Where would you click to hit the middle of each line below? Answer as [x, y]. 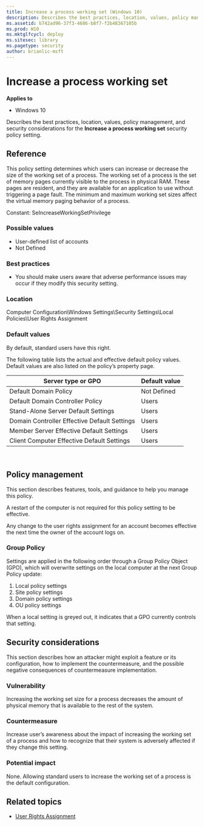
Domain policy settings [44, 598]
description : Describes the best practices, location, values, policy [97, 18]
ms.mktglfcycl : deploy [35, 35]
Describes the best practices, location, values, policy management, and [96, 121]
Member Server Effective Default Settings [69, 431]
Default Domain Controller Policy [56, 401]
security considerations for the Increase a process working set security [97, 128]
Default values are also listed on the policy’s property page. [80, 366]
